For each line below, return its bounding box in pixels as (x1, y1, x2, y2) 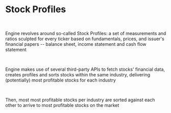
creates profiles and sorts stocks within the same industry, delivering (5, 71, 151, 77)
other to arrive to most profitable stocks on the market (5, 102, 119, 108)
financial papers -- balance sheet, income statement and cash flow (5, 41, 146, 47)
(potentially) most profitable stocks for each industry (5, 77, 116, 83)
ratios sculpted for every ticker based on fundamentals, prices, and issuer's (5, 36, 164, 42)
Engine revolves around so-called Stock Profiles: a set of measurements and (5, 30, 166, 36)
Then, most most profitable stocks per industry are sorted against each (5, 97, 155, 103)
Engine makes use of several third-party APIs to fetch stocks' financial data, (5, 66, 165, 72)
